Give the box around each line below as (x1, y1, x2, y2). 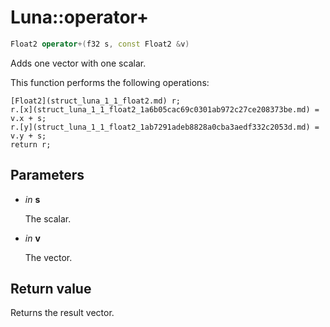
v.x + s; (10, 113, 47, 123)
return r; (10, 139, 52, 150)
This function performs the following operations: (10, 76, 210, 88)
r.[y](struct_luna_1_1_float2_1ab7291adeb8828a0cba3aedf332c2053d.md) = (10, 122, 320, 132)
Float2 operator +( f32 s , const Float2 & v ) (10, 39, 190, 49)
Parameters (10, 167, 85, 184)
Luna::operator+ (10, 6, 149, 29)
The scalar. (24, 212, 72, 225)
